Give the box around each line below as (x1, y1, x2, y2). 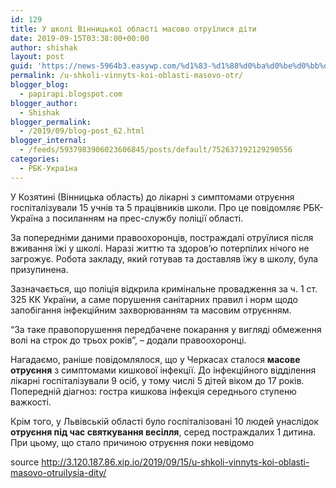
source (10, 456, 40, 468)
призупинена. (10, 263, 69, 275)
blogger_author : (10, 98, 78, 108)
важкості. (10, 396, 52, 408)
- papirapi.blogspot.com (19, 89, 123, 99)
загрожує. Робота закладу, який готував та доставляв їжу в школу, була (10, 252, 319, 265)
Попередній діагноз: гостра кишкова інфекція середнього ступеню (10, 385, 297, 397)
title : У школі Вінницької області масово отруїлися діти (10, 24, 257, 34)
